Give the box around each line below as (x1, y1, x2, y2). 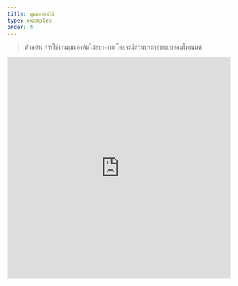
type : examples (7, 17, 52, 24)
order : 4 (7, 23, 33, 30)
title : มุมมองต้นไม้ (7, 10, 55, 18)
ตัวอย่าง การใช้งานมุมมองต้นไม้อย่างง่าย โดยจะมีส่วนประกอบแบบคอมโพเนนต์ (24, 43, 202, 52)
